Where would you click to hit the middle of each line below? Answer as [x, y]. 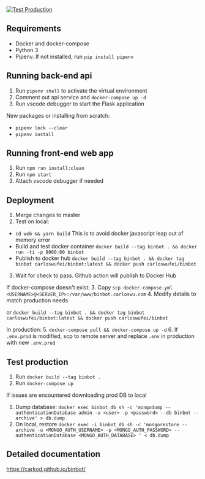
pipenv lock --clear [41, 128]
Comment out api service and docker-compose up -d [81, 97]
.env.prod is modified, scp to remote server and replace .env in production [100, 336]
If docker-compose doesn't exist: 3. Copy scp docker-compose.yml [90, 288]
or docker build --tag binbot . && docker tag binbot [76, 312]
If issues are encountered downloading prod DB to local [76, 395]
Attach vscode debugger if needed [59, 181]
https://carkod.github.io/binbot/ [46, 469]
